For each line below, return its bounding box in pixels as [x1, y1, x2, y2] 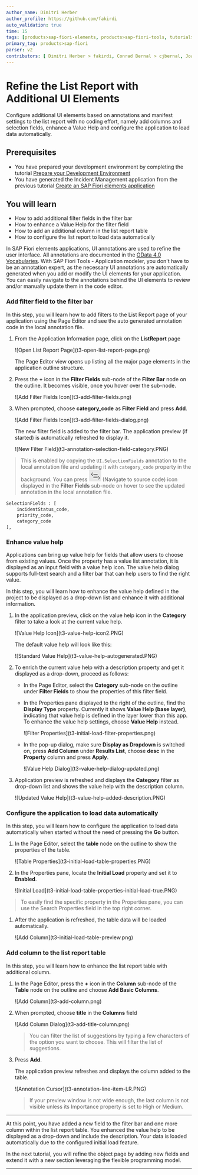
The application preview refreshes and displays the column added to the [14, 1067, 191, 1075]
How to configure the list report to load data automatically [14, 233, 155, 241]
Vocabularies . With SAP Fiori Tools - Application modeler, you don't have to [6, 258, 189, 265]
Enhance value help [6, 538, 64, 546]
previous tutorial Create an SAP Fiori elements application [14, 182, 155, 189]
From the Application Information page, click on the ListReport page [14, 335, 181, 342]
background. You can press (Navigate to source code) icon [20, 476, 178, 483]
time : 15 [6, 28, 28, 34]
